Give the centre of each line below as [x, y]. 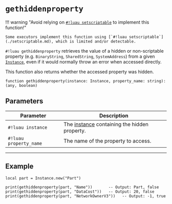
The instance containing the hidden [106, 124]
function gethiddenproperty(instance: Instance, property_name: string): [86, 81]
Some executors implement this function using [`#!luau [66, 37]
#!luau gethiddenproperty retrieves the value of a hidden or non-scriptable [84, 51]
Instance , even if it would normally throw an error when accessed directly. [84, 62]
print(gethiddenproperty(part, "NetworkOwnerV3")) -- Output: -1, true [86, 196]
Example [19, 166]
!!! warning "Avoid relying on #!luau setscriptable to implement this [77, 22]
